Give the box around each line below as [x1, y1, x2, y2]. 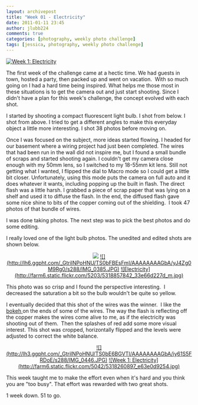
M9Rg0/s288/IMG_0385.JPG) [48, 265, 120, 273]
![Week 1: [108, 356, 131, 364]
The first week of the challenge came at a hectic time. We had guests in [6, 69, 180, 76]
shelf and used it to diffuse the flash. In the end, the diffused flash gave [6, 193, 180, 200]
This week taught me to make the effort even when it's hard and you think [6, 374, 186, 381]
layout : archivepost [6, 8, 57, 15]
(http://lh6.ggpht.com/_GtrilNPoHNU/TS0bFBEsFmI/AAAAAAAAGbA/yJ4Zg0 [6, 259, 192, 266]
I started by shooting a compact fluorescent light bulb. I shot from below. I [6, 112, 186, 119]
